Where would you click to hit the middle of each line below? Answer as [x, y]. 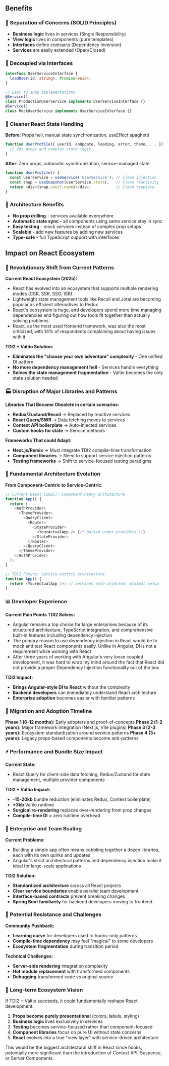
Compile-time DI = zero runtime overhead [56, 816]
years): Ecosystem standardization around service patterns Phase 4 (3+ [81, 732]
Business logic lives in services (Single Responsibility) [69, 34]
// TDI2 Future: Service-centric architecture [55, 574]
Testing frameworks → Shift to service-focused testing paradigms [82, 461]
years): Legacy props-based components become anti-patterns [72, 738]
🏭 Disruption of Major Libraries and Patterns [61, 391]
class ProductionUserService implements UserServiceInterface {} [75, 102]
